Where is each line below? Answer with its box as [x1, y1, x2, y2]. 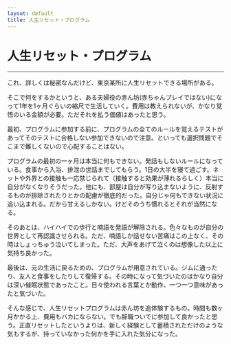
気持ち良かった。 [7, 249, 56, 257]
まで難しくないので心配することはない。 [12, 142, 128, 151]
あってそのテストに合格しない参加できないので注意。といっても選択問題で [7, 133, 217, 142]
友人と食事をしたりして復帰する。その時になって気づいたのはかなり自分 [19, 272, 223, 281]
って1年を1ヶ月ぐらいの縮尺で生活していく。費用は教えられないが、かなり [7, 102, 217, 110]
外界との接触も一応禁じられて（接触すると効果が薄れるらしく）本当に [25, 174, 224, 182]
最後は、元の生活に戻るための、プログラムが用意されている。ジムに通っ [7, 264, 212, 272]
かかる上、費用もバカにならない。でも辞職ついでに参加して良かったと [12, 312, 212, 321]
